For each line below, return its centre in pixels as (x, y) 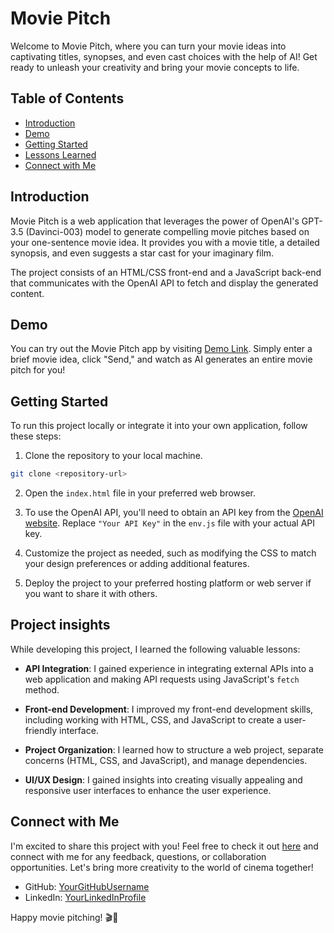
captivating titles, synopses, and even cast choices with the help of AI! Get (164, 56)
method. (42, 689)
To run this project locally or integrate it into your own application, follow (159, 426)
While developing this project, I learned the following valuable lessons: (155, 649)
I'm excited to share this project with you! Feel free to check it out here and (164, 846)
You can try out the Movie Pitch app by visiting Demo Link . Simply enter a (161, 349)
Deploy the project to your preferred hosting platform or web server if (168, 583)
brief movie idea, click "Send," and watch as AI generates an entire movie (161, 359)
